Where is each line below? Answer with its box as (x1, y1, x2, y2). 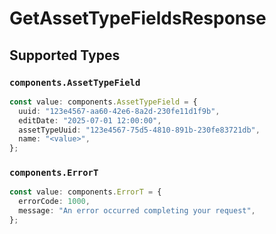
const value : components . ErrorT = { (9, 187, 162, 197)
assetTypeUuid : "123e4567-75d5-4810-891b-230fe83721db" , (18, 125, 261, 135)
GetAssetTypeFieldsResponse (9, 7, 267, 30)
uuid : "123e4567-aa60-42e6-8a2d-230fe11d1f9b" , (18, 106, 221, 116)
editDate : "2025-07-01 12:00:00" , (18, 115, 162, 126)
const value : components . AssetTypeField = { (9, 97, 198, 107)
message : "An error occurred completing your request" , (18, 206, 256, 216)
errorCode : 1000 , (18, 197, 91, 207)
